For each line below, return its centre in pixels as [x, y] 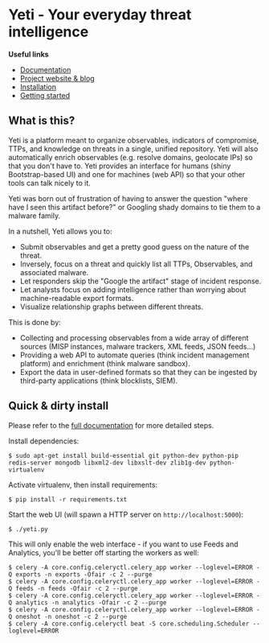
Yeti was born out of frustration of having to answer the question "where [128, 198]
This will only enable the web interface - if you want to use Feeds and [123, 544]
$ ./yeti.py [28, 529]
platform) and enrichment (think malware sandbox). [105, 363]
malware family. [35, 216]
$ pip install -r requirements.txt [68, 499]
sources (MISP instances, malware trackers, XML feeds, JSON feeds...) [138, 346]
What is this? [42, 121]
